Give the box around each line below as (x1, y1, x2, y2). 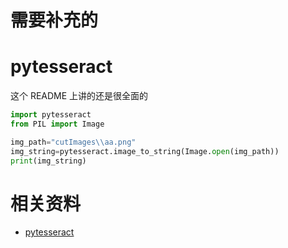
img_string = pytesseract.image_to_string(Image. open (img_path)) (10, 146, 280, 156)
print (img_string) (10, 156, 87, 166)
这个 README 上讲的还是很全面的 (10, 90, 149, 102)
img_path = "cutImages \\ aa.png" (10, 137, 137, 147)
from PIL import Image (10, 119, 105, 129)
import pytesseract (10, 110, 92, 120)
